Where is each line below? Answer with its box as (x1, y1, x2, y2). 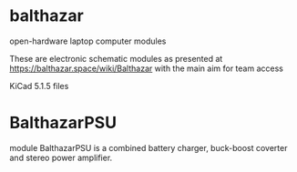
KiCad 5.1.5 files (9, 80, 69, 91)
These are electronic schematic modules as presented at (9, 53, 223, 64)
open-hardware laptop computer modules (9, 35, 167, 46)
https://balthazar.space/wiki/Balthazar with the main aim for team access (9, 63, 284, 74)
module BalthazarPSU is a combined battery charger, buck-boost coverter (9, 142, 288, 153)
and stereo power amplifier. (9, 152, 113, 163)
